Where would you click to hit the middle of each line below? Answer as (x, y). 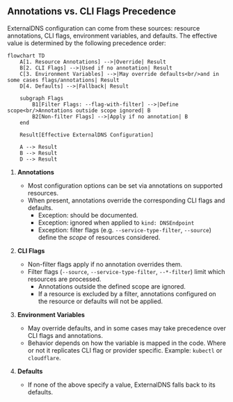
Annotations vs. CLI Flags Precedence (91, 11)
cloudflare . (44, 357)
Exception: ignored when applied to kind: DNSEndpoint (116, 223)
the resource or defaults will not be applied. (101, 301)
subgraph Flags (42, 98)
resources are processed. (65, 279)
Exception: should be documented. (88, 215)
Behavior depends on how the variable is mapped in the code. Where (127, 343)
